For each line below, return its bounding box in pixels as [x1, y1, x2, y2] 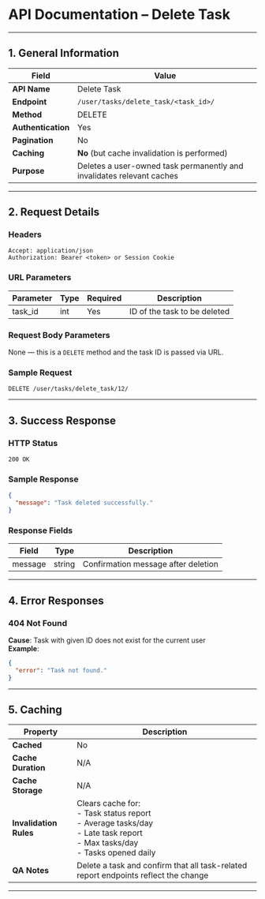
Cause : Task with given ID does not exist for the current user [8, 635, 207, 645]
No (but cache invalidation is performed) [77, 148, 228, 159]
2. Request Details [8, 205, 100, 219]
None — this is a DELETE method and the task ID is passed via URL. [8, 347, 224, 357]
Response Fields [8, 525, 73, 536]
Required [86, 292, 122, 303]
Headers [8, 229, 42, 240]
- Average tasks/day [77, 818, 154, 829]
